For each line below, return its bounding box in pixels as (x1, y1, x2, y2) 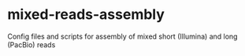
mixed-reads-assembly (7, 6, 165, 24)
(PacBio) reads (7, 39, 56, 49)
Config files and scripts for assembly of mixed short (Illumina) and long (7, 32, 238, 41)
